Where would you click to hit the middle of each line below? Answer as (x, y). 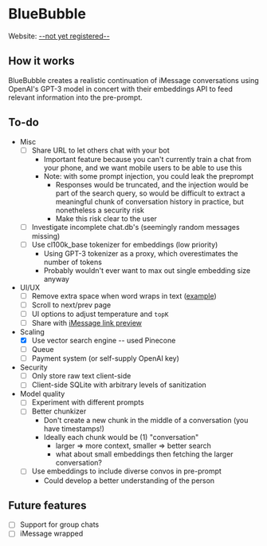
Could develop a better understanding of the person (129, 481)
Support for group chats (59, 524)
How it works (41, 61)
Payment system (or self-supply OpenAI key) (105, 358)
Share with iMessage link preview (86, 322)
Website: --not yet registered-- (59, 36)
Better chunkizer (59, 411)
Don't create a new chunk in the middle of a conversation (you (146, 421)
